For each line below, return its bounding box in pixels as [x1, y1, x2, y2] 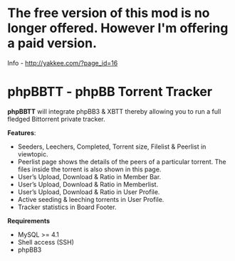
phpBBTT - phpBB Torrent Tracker [7, 84, 212, 100]
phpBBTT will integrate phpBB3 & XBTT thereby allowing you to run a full [7, 107, 221, 115]
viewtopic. [17, 149, 48, 158]
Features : [7, 128, 36, 137]
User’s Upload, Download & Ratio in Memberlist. [17, 180, 159, 188]
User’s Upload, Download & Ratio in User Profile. [17, 187, 160, 196]
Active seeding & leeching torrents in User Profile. [17, 195, 164, 203]
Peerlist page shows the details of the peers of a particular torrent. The [17, 157, 226, 166]
